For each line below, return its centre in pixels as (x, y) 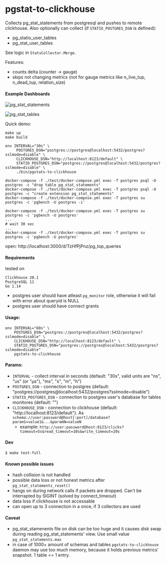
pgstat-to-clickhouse (50, 9)
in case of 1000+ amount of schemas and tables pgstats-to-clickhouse (85, 545)
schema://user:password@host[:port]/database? (61, 417)
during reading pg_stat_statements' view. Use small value (71, 534)
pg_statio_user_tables (34, 38)
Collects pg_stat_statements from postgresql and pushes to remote (74, 23)
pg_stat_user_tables (32, 43)
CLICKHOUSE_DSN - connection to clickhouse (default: (65, 407)
